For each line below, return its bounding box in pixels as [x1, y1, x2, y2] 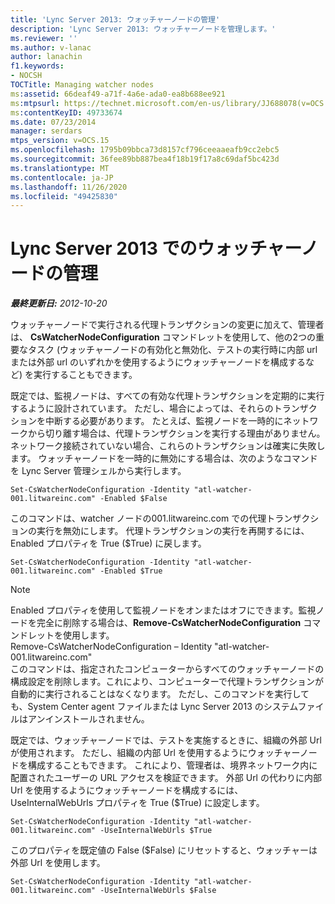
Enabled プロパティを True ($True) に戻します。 [10, 537, 207, 550]
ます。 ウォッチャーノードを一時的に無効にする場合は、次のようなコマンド [10, 452, 318, 465]
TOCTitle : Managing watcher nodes [10, 80, 155, 90]
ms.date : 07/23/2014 [10, 117, 97, 127]
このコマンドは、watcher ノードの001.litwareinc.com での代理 [10, 512, 267, 525]
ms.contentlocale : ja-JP [10, 172, 114, 183]
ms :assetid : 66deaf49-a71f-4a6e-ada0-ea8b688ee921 [10, 89, 226, 99]
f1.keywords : [10, 61, 65, 71]
